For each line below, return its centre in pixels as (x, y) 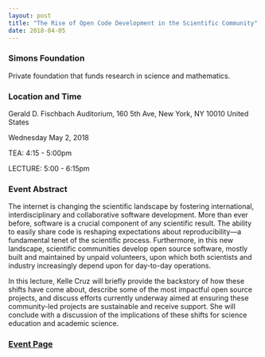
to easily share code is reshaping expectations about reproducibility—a (125, 232)
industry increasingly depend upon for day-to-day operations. (110, 266)
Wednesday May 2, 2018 (49, 137)
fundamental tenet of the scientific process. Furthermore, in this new (121, 241)
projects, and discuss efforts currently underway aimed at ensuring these (129, 298)
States (19, 122)
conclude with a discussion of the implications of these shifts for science (128, 315)
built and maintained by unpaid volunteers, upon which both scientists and (130, 257)
